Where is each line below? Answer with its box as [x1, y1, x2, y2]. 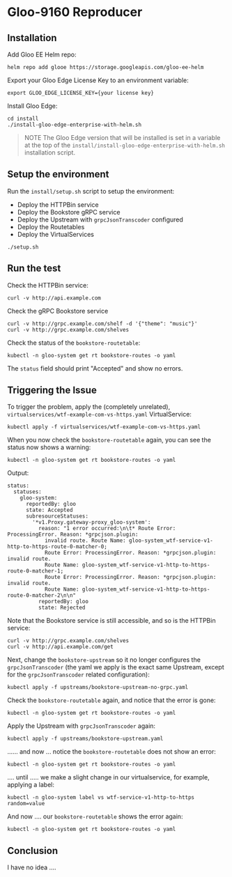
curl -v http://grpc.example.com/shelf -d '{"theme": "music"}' [7, 320, 198, 327]
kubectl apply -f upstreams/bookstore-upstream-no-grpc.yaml [7, 684, 189, 691]
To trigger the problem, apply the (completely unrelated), [7, 403, 171, 411]
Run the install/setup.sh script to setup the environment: [7, 187, 175, 195]
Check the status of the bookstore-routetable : [7, 339, 141, 347]
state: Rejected [38, 604, 86, 612]
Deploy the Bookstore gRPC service [17, 208, 121, 216]
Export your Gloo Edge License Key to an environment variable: [7, 76, 190, 84]
